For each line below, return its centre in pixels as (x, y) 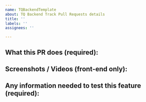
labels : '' (16, 23)
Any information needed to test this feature (73, 86)
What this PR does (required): (52, 52)
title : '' (15, 19)
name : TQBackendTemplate (31, 10)
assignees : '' (20, 28)
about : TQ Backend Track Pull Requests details (55, 14)
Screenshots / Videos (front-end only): (66, 69)
